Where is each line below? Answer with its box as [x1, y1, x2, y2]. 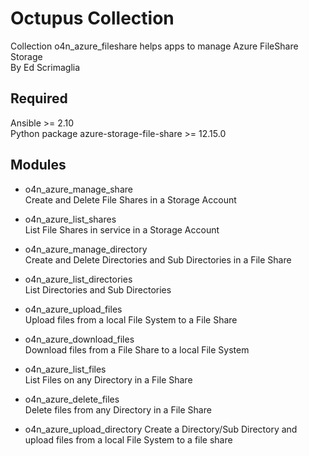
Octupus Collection [10, 7, 175, 30]
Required [10, 90, 68, 107]
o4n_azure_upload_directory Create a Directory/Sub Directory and [24, 423, 298, 435]
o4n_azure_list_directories [24, 273, 133, 285]
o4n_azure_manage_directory [24, 243, 148, 255]
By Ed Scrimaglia [10, 61, 81, 73]
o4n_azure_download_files [24, 333, 135, 345]
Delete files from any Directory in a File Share [24, 403, 212, 416]
